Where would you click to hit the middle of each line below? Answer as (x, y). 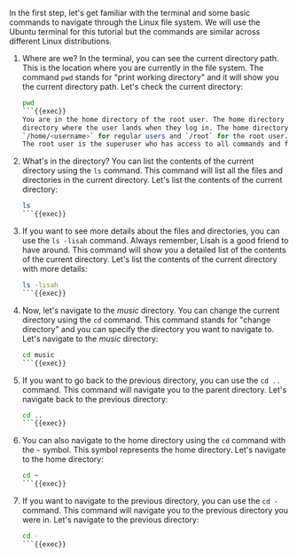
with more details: (55, 269)
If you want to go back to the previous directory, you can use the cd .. (151, 380)
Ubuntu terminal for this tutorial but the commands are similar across (135, 32)
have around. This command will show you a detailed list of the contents (154, 250)
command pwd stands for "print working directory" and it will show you (150, 77)
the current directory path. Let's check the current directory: (133, 87)
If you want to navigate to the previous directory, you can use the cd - (150, 501)
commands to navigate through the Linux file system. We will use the (135, 22)
